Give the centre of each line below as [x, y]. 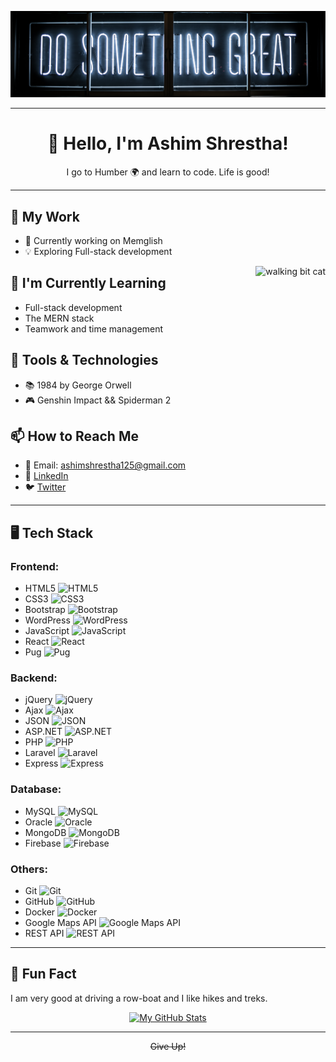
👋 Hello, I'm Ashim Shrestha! [168, 143]
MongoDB [45, 832]
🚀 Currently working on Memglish [93, 241]
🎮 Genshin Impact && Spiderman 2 [98, 400]
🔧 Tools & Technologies [84, 360]
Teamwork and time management [94, 328]
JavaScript [47, 631]
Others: [29, 869]
